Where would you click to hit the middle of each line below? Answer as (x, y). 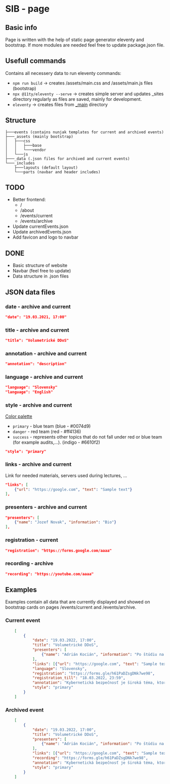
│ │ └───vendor (26, 150)
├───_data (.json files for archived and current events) (68, 159)
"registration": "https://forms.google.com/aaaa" (59, 551)
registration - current (32, 540)
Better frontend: (29, 200)
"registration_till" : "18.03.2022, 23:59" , (79, 678)
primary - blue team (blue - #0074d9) (52, 426)
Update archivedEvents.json (42, 232)
